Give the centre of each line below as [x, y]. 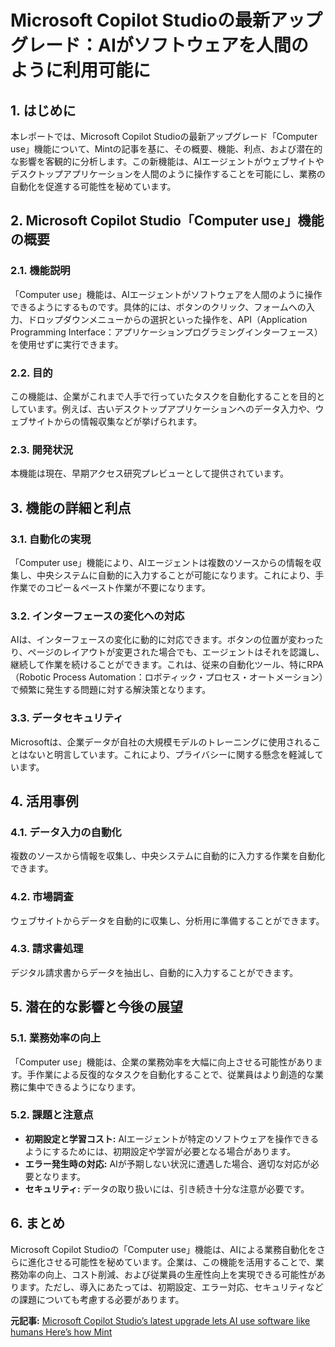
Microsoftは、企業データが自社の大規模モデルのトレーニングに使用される [161, 742]
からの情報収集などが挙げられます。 [128, 421]
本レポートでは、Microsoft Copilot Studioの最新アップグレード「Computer [164, 136]
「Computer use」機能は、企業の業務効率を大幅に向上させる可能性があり [162, 1062]
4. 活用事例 [44, 801]
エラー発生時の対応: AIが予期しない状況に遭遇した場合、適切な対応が [167, 1163]
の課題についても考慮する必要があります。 [97, 1299]
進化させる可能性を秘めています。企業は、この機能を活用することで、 [171, 1262]
